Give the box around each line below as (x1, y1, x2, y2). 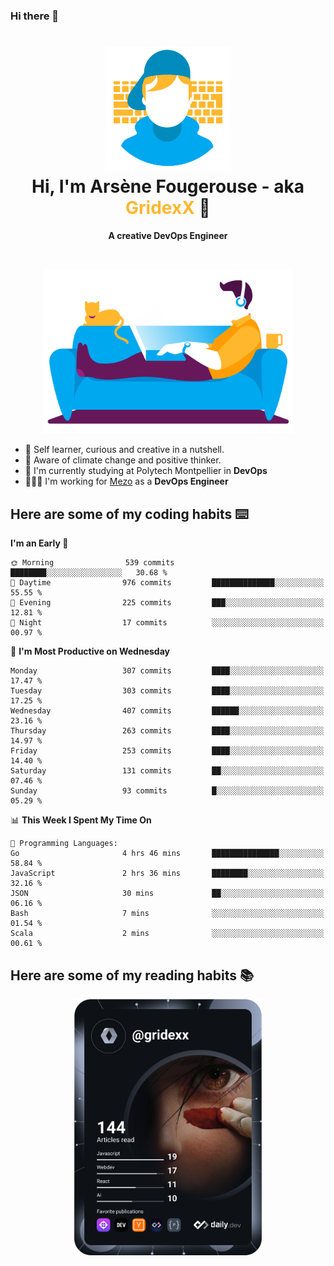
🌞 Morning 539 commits (10, 558, 175, 568)
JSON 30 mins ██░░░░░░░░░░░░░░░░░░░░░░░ (10, 889, 325, 899)
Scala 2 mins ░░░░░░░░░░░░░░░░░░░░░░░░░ (10, 929, 325, 939)
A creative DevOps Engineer (108, 229, 228, 241)
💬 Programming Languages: (10, 839, 118, 849)
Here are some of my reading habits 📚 (10, 967, 255, 984)
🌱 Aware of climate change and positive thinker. (24, 454, 222, 466)
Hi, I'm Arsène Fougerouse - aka (31, 175, 305, 198)
